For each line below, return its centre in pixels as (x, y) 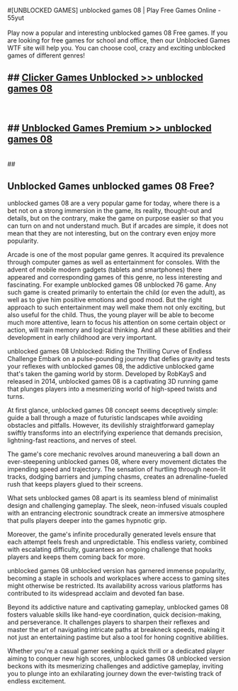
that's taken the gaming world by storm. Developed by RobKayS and (107, 374)
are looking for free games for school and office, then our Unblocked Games (119, 40)
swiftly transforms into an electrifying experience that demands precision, (115, 433)
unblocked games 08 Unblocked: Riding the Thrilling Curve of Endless (110, 351)
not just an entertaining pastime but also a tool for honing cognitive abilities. (118, 637)
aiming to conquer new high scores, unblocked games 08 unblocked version (119, 658)
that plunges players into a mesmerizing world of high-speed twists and (112, 389)
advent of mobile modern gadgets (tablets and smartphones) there (105, 270)
